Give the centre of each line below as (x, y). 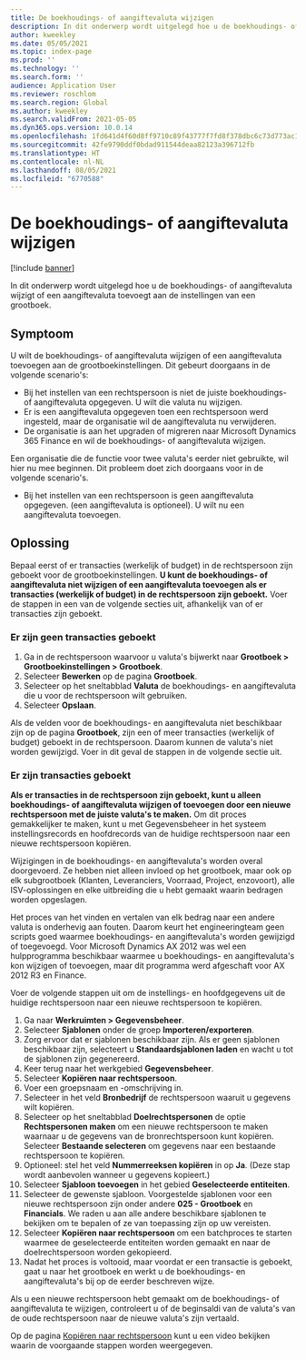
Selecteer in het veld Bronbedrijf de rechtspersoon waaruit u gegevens (157, 1098)
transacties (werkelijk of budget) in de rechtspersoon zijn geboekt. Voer (149, 594)
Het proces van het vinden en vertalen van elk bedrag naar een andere (143, 917)
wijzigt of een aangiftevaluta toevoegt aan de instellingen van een (133, 296)
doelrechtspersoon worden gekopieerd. (98, 1253)
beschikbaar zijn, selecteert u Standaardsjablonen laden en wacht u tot (158, 1049)
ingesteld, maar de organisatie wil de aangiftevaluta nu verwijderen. (150, 421)
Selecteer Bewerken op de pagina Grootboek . (110, 676)
